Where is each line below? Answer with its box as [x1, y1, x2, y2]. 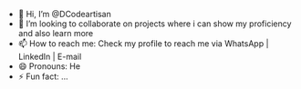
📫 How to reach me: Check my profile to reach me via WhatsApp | [17, 38, 269, 49]
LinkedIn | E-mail [17, 51, 82, 62]
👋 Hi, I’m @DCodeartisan [17, 9, 111, 19]
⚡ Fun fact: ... [17, 71, 68, 82]
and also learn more [17, 28, 94, 38]
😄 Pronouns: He [17, 61, 80, 72]
